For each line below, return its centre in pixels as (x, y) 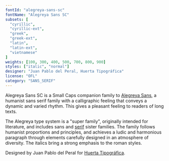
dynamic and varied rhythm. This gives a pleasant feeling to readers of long (84, 106)
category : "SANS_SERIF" (31, 81)
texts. (11, 111)
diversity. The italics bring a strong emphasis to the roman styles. (74, 143)
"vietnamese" (24, 52)
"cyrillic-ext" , (27, 29)
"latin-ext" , (24, 48)
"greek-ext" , (24, 39)
